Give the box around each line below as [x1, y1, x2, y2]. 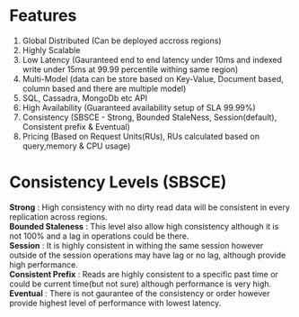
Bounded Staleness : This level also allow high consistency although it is [9, 221, 279, 231]
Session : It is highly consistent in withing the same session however [9, 240, 264, 250]
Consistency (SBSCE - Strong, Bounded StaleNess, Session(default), [22, 112, 277, 122]
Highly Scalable [22, 44, 81, 55]
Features [9, 5, 77, 26]
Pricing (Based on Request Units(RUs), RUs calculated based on [22, 131, 260, 141]
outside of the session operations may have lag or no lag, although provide [9, 249, 286, 260]
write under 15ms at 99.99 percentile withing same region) [22, 64, 239, 75]
